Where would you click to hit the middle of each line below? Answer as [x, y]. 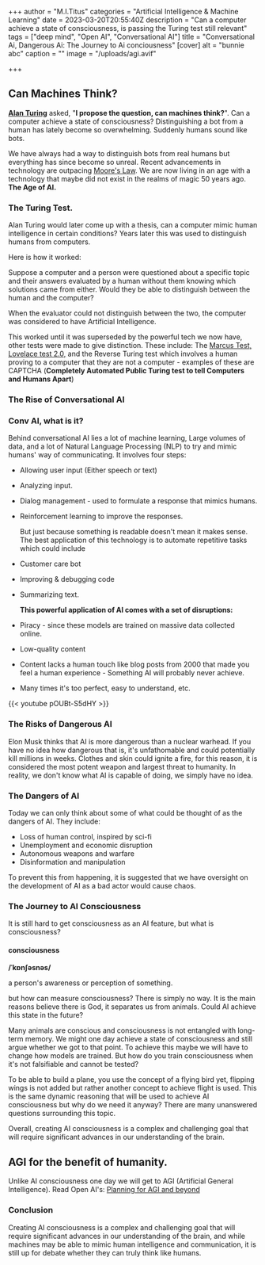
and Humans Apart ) [41, 379]
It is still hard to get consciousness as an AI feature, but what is [111, 923]
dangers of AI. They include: [55, 821]
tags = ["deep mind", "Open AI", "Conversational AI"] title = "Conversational [132, 36]
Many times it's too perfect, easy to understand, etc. [105, 688]
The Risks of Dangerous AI [60, 724]
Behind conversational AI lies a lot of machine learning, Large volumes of [127, 438]
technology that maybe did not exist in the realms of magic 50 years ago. [127, 178]
